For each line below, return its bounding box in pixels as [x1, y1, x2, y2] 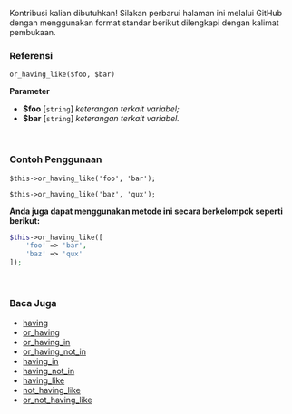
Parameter [9, 86, 50, 97]
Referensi [9, 49, 53, 62]
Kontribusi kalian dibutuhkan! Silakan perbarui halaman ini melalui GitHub [9, 8, 283, 18]
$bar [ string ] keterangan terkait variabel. [22, 113, 180, 124]
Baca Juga [9, 297, 57, 310]
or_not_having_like [22, 394, 92, 406]
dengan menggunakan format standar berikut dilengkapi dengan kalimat [9, 17, 279, 28]
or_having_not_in [22, 346, 86, 357]
